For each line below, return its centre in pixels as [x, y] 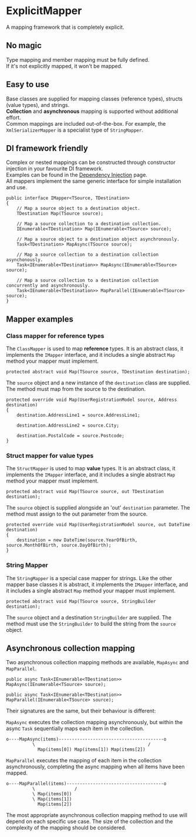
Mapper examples [40, 319]
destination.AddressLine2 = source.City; [68, 426]
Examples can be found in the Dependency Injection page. [77, 175]
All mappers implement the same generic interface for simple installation [94, 181]
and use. [17, 188]
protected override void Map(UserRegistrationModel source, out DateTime [98, 525]
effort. [14, 117]
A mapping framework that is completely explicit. [65, 27]
